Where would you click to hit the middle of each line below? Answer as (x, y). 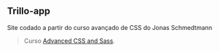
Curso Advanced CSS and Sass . (69, 41)
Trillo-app (28, 11)
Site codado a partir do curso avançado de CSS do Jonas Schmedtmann (110, 27)
